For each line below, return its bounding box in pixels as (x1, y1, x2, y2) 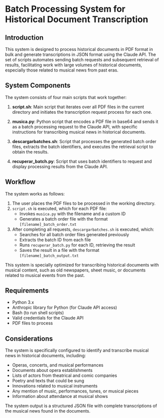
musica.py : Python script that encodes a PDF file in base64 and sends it (12, 119, 159, 124)
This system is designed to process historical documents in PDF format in (5, 47, 153, 52)
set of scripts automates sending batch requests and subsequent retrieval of (5, 57, 159, 62)
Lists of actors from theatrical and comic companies (12, 372, 117, 378)
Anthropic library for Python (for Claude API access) (12, 305, 117, 311)
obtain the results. (12, 148, 49, 155)
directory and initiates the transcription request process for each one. (12, 109, 152, 115)
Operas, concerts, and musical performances (12, 362, 103, 368)
